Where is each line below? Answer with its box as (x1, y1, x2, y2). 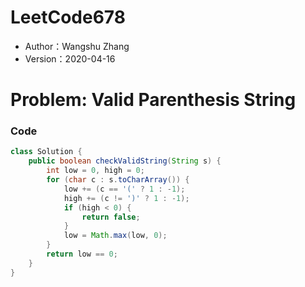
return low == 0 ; (46, 249, 118, 260)
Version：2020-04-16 (24, 52, 116, 65)
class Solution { (10, 147, 83, 157)
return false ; (81, 212, 141, 222)
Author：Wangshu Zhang (24, 40, 130, 52)
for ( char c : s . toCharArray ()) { (46, 175, 190, 185)
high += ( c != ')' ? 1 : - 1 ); (63, 193, 190, 203)
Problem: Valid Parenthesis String (10, 89, 297, 111)
